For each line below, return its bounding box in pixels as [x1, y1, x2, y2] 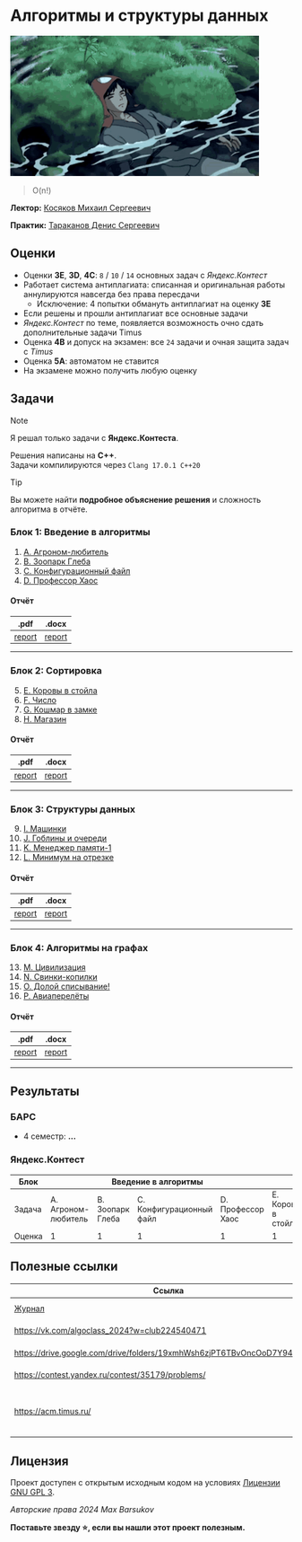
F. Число [22, 694, 57, 705]
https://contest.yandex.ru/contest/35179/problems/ [13, 1369, 206, 1379]
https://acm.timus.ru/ [13, 1405, 91, 1416]
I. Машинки [22, 824, 66, 834]
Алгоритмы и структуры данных [10, 5, 269, 26]
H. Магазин [22, 713, 67, 724]
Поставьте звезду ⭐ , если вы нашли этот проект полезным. [10, 1521, 246, 1532]
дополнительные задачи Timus [22, 327, 142, 338]
